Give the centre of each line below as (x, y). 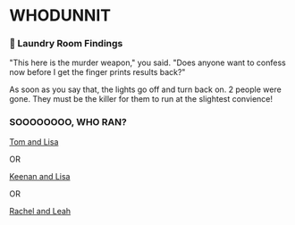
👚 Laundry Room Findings (66, 44)
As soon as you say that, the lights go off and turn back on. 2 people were (145, 89)
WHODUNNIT (60, 16)
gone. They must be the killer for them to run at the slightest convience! (141, 99)
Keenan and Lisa (40, 176)
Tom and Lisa (34, 142)
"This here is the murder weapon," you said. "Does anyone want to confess (147, 62)
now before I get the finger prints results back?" (97, 72)
